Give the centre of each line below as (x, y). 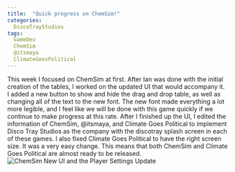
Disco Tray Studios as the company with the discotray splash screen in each (117, 131)
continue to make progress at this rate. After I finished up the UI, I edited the (117, 116)
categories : (24, 20)
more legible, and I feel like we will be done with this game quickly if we (110, 108)
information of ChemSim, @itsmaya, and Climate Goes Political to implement (117, 124)
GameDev (25, 40)
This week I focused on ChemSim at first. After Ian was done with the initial (115, 79)
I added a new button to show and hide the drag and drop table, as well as (114, 94)
